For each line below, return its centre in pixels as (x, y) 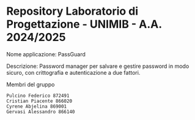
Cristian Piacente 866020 (39, 101)
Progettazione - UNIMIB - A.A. (84, 24)
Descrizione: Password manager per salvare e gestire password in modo (98, 66)
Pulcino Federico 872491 (38, 96)
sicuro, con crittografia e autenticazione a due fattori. (73, 72)
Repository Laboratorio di (72, 11)
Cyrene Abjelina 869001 (37, 106)
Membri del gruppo (31, 84)
